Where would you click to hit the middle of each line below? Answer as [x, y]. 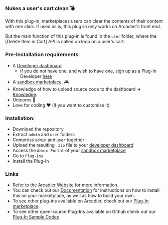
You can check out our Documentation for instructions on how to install [86, 190]
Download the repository [38, 129]
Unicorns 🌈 [24, 99]
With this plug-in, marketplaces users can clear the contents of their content [84, 21]
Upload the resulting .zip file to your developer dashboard [73, 145]
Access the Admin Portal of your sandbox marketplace [69, 150]
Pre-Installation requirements [42, 55]
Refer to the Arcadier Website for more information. [65, 185]
